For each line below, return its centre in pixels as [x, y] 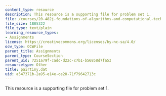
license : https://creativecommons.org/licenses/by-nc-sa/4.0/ [70, 42]
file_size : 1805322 [25, 24]
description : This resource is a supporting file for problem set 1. [78, 14]
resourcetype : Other [26, 65]
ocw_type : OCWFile [24, 47]
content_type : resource [30, 10]
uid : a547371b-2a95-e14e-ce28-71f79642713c [51, 74]
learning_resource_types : [32, 33]
